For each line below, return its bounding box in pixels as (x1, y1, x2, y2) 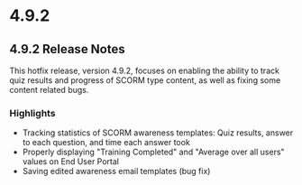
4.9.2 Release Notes (9, 42, 126, 57)
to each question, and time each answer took (22, 137, 191, 148)
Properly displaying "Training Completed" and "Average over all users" (22, 146, 286, 158)
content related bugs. (9, 85, 89, 95)
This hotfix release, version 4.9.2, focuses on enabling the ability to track (9, 65, 279, 76)
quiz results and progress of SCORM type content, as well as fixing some (9, 75, 281, 86)
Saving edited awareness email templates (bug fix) (22, 166, 211, 177)
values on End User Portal (22, 156, 120, 167)
